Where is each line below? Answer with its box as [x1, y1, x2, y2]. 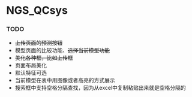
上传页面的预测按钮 [14, 40, 63, 47]
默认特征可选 [14, 69, 47, 77]
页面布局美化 [14, 62, 47, 69]
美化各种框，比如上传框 [14, 54, 73, 62]
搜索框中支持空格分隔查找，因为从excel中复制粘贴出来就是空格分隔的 [14, 84, 186, 92]
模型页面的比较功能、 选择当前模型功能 [14, 47, 110, 54]
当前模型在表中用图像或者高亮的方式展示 [14, 77, 115, 84]
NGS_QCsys [6, 4, 68, 17]
